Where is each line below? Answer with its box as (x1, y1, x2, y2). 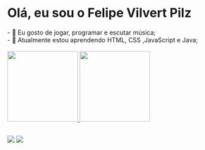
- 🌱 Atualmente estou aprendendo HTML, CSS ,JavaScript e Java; (7, 35, 199, 44)
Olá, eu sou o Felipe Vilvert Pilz (7, 5, 192, 21)
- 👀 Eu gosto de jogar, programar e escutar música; (7, 28, 156, 37)
